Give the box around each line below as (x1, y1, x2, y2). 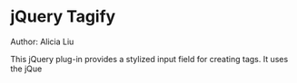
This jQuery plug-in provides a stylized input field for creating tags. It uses (10, 53, 289, 64)
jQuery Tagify (10, 6, 116, 27)
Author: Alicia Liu (10, 36, 74, 47)
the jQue (10, 63, 43, 74)
